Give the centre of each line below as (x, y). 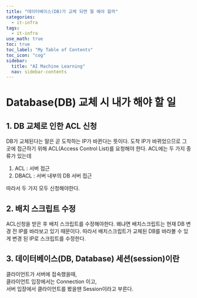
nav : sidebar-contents (39, 72)
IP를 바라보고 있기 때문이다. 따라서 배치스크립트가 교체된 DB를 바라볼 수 (100, 231)
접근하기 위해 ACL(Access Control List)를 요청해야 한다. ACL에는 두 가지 (101, 149)
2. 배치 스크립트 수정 (41, 208)
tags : (13, 28)
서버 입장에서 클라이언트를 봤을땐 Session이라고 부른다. (70, 289)
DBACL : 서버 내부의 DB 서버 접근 (53, 176)
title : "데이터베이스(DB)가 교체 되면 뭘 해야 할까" (62, 11)
